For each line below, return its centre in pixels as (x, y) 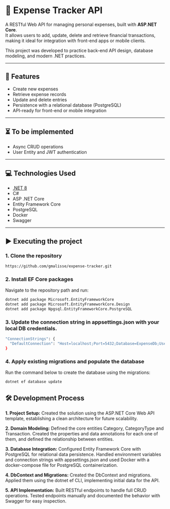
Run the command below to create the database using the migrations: (78, 372)
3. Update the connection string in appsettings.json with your (82, 322)
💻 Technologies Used (40, 173)
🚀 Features (23, 76)
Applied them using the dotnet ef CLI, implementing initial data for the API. (83, 480)
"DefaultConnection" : (33, 344)
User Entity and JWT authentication (50, 152)
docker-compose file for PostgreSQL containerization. (61, 465)
